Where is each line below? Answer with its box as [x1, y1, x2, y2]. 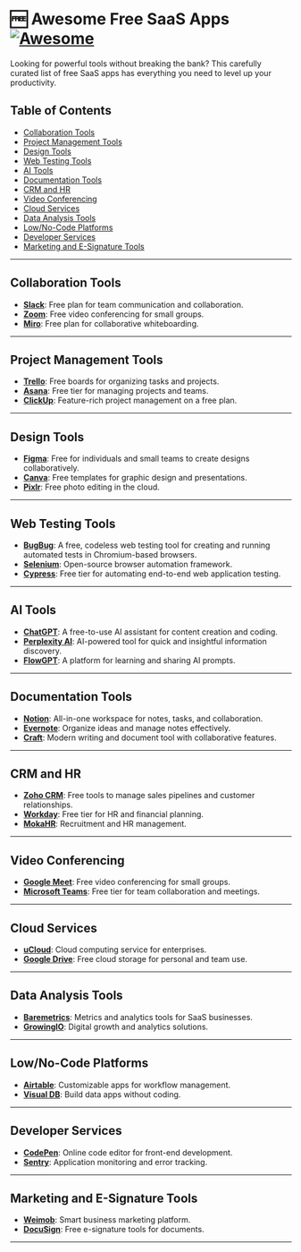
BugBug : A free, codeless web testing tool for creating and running [22, 540, 271, 550]
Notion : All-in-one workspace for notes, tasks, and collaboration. [22, 712, 263, 724]
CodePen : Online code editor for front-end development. [22, 1146, 233, 1158]
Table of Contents [10, 103, 113, 118]
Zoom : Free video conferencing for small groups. [22, 309, 205, 319]
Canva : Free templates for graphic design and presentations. [22, 473, 248, 483]
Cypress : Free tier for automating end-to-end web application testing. [22, 568, 281, 579]
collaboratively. [22, 463, 79, 473]
